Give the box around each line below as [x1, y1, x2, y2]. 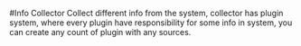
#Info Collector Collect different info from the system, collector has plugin [9, 8, 284, 18]
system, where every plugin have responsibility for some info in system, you [9, 17, 293, 28]
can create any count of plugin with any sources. [9, 27, 192, 37]
